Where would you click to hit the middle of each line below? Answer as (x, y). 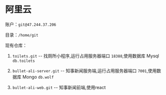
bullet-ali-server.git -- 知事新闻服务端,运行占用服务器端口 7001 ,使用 (84, 71)
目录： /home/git (22, 35)
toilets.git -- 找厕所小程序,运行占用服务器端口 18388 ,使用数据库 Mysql (85, 56)
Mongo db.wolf (38, 77)
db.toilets (24, 61)
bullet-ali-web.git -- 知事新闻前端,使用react (59, 87)
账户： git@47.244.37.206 (31, 24)
